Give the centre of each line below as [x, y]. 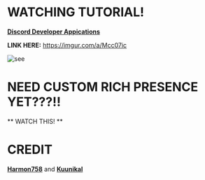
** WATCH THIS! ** [35, 121]
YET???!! [34, 102]
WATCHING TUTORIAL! [76, 12]
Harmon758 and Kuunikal [45, 169]
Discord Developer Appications [54, 32]
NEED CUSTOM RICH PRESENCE [103, 87]
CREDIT [30, 150]
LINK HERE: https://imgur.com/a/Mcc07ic [67, 45]
